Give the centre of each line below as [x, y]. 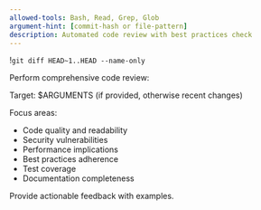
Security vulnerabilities [65, 140]
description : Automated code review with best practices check [131, 34]
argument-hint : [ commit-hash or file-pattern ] [98, 26]
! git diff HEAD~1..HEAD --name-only [78, 61]
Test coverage [49, 169]
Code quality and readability [75, 130]
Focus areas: [33, 113]
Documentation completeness [78, 178]
